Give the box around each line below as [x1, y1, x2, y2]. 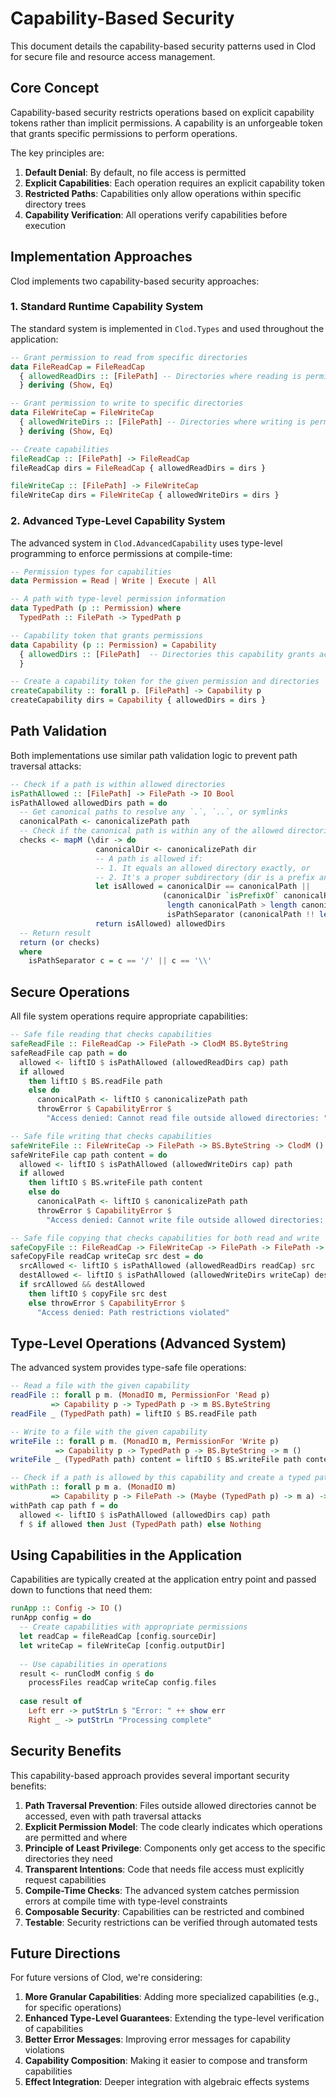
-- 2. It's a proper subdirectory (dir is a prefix [95, 872, 315, 882]
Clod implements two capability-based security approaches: [10, 275, 260, 287]
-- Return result [19, 928, 92, 938]
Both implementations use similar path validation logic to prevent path [10, 749, 298, 761]
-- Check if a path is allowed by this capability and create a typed [10, 1473, 311, 1483]
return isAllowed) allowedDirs [95, 918, 226, 929]
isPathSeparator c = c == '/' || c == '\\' [28, 956, 213, 966]
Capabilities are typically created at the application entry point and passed [10, 1573, 317, 1586]
